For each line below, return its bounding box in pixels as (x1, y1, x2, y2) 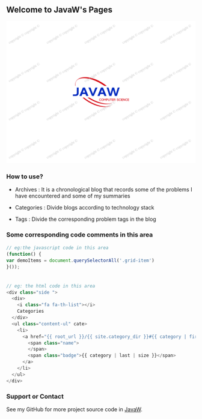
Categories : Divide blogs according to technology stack (14, 204, 155, 211)
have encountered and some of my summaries (14, 192, 130, 200)
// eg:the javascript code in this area (6, 245, 109, 251)
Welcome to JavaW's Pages (6, 5, 113, 15)
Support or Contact (6, 392, 64, 400)
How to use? (6, 172, 43, 181)
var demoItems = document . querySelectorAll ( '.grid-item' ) (6, 258, 155, 264)
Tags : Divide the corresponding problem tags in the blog (14, 216, 156, 223)
